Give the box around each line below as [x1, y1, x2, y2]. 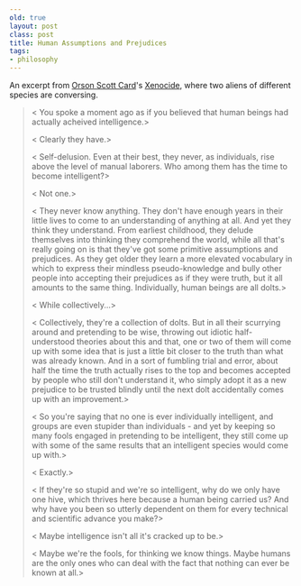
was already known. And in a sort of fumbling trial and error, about [31, 355, 278, 366]
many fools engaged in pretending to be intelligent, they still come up [31, 430, 288, 441]
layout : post [9, 22, 59, 31]
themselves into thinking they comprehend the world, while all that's [31, 234, 286, 244]
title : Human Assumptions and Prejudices [9, 38, 168, 48]
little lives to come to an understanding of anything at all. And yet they [31, 215, 291, 225]
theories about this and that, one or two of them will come [76, 336, 292, 347]
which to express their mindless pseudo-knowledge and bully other [31, 263, 282, 273]
